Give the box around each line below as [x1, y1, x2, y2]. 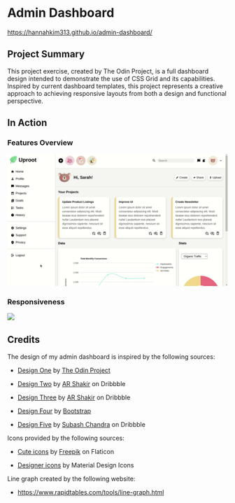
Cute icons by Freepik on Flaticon [17, 447, 114, 455]
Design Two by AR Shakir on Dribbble [17, 379, 126, 388]
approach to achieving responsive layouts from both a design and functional [7, 89, 227, 97]
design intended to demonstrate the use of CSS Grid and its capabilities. [7, 74, 215, 83]
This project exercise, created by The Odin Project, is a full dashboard [7, 66, 208, 75]
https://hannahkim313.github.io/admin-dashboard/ [7, 28, 152, 36]
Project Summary [7, 48, 85, 60]
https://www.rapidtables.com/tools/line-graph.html [17, 488, 164, 496]
